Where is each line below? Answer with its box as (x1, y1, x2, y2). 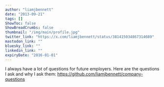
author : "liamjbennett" (5, 7, 54, 12)
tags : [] (5, 16, 23, 21)
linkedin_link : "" (5, 48, 43, 53)
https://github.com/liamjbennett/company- (57, 71, 143, 77)
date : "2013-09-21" (5, 12, 45, 17)
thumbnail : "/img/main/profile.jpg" (5, 30, 80, 35)
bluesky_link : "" (5, 43, 41, 48)
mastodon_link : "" (5, 39, 43, 44)
